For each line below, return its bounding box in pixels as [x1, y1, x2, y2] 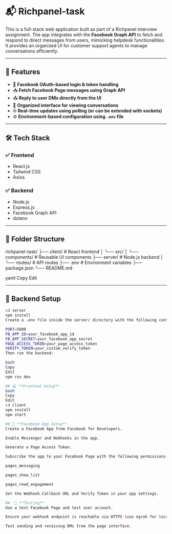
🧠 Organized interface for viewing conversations [12, 102, 119, 108]
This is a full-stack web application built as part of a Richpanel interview [5, 26, 157, 32]
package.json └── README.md [5, 264, 73, 271]
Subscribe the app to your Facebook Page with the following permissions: [5, 454, 168, 459]
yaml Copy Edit [5, 275, 37, 281]
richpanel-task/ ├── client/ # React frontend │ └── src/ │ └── [5, 249, 139, 255]
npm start [5, 412, 27, 417]
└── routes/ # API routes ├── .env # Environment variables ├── [5, 259, 142, 265]
